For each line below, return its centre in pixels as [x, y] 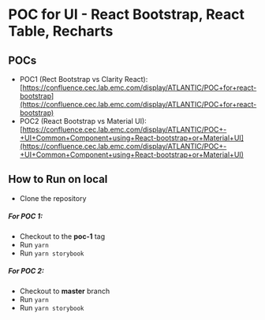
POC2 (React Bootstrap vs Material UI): [83, 121]
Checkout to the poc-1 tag [62, 236]
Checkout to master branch [65, 291]
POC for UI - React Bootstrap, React [127, 15]
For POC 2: [26, 271]
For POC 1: [26, 216]
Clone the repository [53, 198]
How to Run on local [58, 179]
